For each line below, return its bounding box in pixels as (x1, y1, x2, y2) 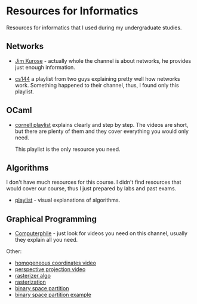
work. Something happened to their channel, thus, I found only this (14, 81, 179, 89)
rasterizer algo (14, 272, 51, 279)
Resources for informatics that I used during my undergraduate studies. (6, 24, 182, 31)
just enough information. (14, 63, 76, 71)
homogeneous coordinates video (14, 259, 97, 267)
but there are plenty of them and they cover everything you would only (14, 127, 189, 135)
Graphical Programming (6, 214, 97, 224)
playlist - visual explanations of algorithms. (14, 196, 121, 204)
